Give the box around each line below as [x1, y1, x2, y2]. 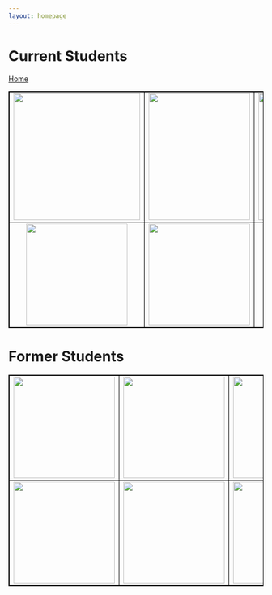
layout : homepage [8, 11, 67, 20]
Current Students [8, 46, 128, 65]
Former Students [8, 347, 125, 365]
